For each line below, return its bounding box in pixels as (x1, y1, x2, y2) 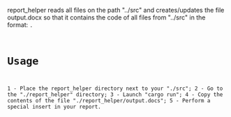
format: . (7, 21, 33, 29)
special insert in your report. (7, 104, 101, 111)
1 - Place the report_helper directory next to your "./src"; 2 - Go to (7, 85, 223, 93)
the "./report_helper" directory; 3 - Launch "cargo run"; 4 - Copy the (7, 91, 223, 98)
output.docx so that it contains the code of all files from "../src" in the (7, 13, 206, 22)
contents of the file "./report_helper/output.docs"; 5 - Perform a (7, 97, 211, 104)
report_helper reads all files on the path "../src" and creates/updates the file (7, 6, 225, 14)
